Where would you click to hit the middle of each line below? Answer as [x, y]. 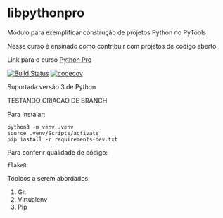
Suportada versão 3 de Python [52, 86]
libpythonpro [46, 13]
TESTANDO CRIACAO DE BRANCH [57, 101]
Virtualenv [32, 199]
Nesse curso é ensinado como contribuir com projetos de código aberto [112, 46]
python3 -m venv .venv [40, 127]
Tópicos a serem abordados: [49, 178]
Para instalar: [26, 114]
